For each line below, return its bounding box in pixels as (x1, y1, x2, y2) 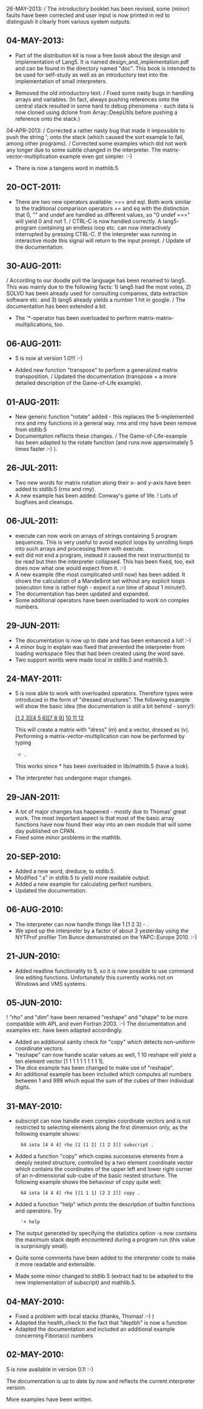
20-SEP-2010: (6, 851, 61, 861)
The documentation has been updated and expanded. (15, 590, 150, 597)
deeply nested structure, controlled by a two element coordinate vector (15, 1159, 193, 1166)
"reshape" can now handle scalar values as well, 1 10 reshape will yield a (15, 1051, 196, 1059)
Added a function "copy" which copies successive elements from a (15, 1153, 184, 1160)
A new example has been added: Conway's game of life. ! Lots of (15, 492, 178, 499)
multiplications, (15, 321, 53, 328)
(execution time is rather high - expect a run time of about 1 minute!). (15, 583, 187, 591)
